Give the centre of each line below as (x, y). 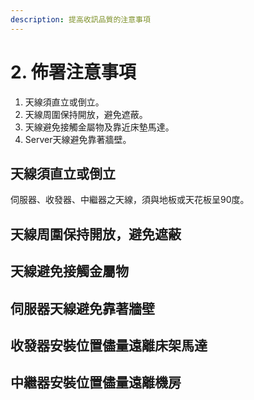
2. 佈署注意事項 (73, 72)
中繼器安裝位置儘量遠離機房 (96, 382)
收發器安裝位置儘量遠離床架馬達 (109, 345)
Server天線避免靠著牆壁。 (78, 139)
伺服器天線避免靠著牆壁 (82, 308)
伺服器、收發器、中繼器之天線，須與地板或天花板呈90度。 (130, 200)
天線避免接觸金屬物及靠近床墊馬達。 (99, 127)
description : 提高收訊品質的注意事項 (80, 19)
